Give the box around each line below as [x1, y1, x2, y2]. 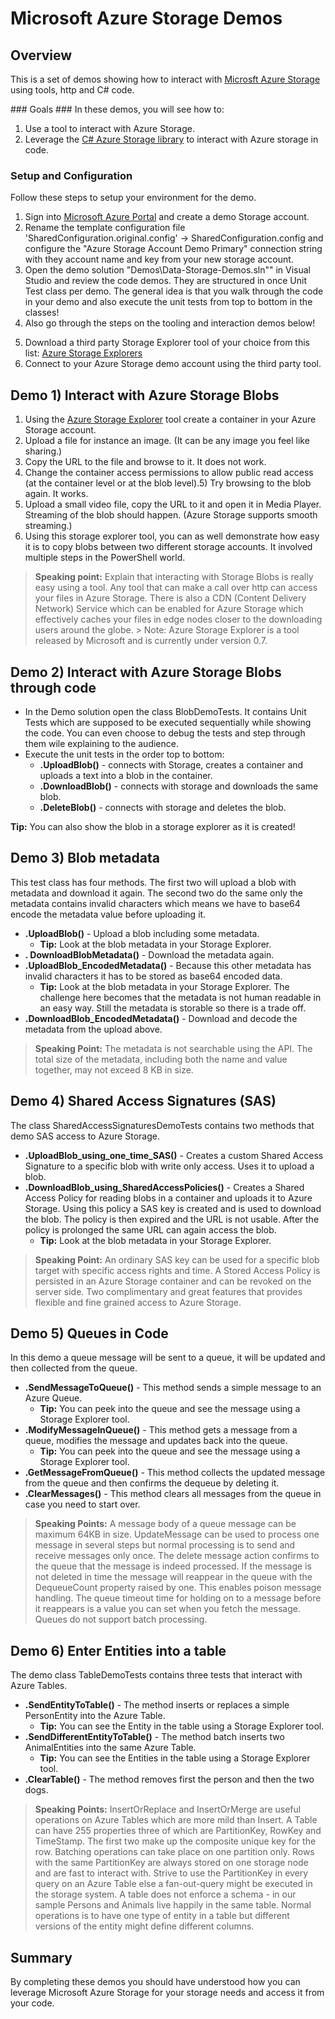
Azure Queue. [24, 1392, 83, 1404]
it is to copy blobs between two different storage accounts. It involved [24, 541, 313, 553]
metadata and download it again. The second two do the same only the [10, 887, 303, 899]
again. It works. [24, 488, 89, 500]
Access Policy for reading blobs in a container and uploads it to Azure [24, 1192, 313, 1204]
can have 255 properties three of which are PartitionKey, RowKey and [34, 1825, 322, 1837]
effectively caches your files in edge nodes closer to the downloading [34, 613, 323, 626]
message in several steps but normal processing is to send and [34, 1539, 296, 1551]
